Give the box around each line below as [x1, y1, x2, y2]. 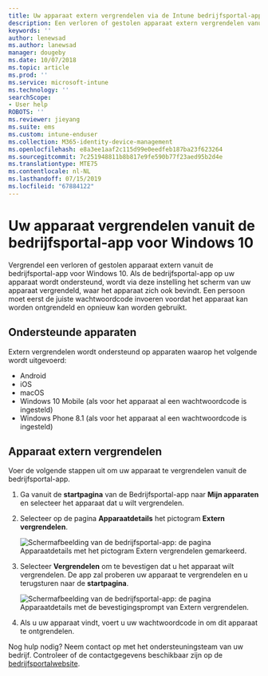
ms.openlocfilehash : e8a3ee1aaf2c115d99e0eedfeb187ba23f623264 [8, 145, 223, 153]
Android [19, 370, 46, 380]
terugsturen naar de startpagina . [19, 579, 129, 588]
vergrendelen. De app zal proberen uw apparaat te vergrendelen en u [19, 570, 249, 579]
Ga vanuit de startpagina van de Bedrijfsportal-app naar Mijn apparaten [19, 490, 259, 500]
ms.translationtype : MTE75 [8, 160, 98, 168]
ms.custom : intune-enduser [8, 130, 98, 138]
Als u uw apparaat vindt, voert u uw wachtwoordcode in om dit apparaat [19, 618, 258, 627]
